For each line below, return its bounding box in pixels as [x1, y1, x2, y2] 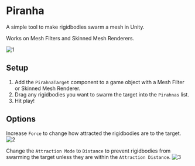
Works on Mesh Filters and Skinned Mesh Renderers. [6, 34, 135, 41]
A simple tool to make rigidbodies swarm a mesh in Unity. [6, 23, 145, 30]
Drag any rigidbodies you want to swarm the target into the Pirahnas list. [14, 91, 189, 98]
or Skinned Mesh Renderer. [14, 85, 81, 92]
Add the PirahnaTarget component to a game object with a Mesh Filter [14, 78, 184, 85]
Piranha [6, 4, 45, 18]
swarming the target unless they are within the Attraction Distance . [6, 153, 171, 160]
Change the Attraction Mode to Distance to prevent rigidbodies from [6, 147, 171, 154]
